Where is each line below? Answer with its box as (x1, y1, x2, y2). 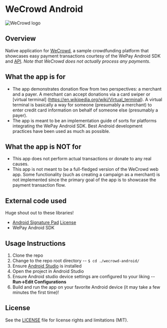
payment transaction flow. (12, 182, 66, 188)
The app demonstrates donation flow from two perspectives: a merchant (12, 86, 162, 92)
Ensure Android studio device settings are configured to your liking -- (12, 274, 156, 279)
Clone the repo (12, 252, 43, 258)
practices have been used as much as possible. (12, 128, 111, 134)
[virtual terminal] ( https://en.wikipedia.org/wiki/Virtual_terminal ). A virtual (12, 96, 163, 103)
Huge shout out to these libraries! (5, 210, 74, 216)
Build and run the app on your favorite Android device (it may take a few (12, 284, 161, 290)
